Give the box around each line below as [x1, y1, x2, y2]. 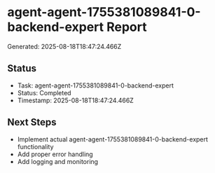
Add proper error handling [17, 150, 93, 158]
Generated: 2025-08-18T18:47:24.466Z [7, 42, 122, 50]
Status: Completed [17, 88, 71, 97]
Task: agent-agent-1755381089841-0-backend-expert [17, 81, 174, 90]
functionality [17, 142, 54, 151]
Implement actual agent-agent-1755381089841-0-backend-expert [17, 134, 209, 144]
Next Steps [7, 116, 57, 128]
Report [106, 19, 147, 35]
